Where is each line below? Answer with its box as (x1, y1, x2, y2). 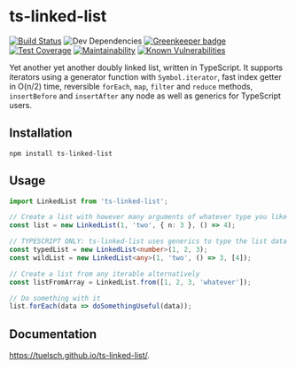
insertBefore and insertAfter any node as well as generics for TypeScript (9, 90, 282, 101)
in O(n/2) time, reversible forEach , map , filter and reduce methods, (9, 81, 253, 91)
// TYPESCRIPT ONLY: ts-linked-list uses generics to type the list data (9, 237, 288, 246)
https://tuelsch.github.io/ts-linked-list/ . (9, 350, 151, 361)
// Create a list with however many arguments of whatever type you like (9, 213, 288, 222)
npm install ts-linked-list (9, 149, 113, 158)
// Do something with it (9, 294, 101, 302)
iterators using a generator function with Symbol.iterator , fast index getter (9, 71, 282, 82)
